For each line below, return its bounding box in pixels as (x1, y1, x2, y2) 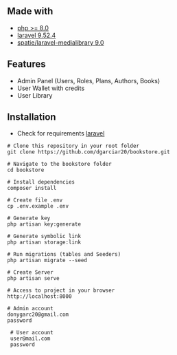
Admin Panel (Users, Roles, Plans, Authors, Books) (16, 76, 161, 85)
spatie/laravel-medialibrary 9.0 (16, 38, 104, 47)
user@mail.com (10, 335, 51, 343)
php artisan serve (7, 275, 60, 282)
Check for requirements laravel (16, 129, 105, 138)
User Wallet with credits (16, 84, 85, 92)
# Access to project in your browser (7, 287, 115, 294)
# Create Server (7, 269, 54, 276)
